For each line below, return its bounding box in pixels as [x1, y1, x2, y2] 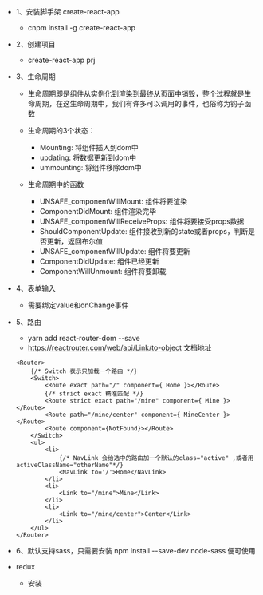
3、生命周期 [15, 72, 56, 81]
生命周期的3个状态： [27, 126, 96, 135]
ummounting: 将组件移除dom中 [39, 163, 142, 172]
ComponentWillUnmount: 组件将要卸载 [39, 267, 167, 276]
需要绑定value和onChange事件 [27, 300, 129, 310]
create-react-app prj [27, 55, 96, 65]
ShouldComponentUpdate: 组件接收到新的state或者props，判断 [39, 227, 249, 236]
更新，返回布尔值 [46, 236, 104, 246]
